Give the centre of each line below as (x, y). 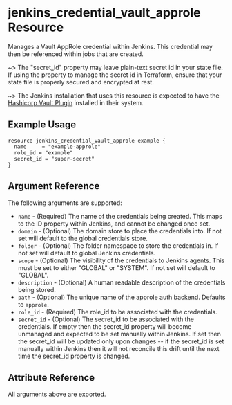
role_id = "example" (43, 153)
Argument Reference (54, 186)
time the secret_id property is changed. (74, 356)
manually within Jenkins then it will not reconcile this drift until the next (118, 348)
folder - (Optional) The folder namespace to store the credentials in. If (118, 245)
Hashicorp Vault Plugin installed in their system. (76, 102)
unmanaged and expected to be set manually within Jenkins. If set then (119, 334)
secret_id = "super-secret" (55, 159)
